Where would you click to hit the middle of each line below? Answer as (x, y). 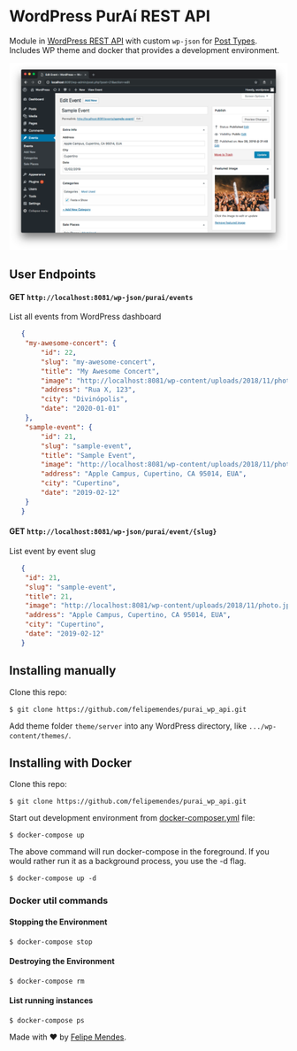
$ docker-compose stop (51, 942)
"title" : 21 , (49, 596)
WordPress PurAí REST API (110, 16)
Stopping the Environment (58, 922)
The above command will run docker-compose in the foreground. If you (139, 852)
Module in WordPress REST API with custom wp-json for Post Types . (133, 41)
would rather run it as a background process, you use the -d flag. (128, 862)
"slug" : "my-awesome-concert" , (99, 362)
